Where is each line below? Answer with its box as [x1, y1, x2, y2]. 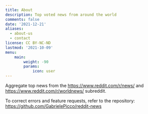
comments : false [5, 17, 40, 22]
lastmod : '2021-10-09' [5, 45, 53, 50]
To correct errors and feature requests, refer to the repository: [5, 98, 135, 104]
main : [14, 54, 26, 60]
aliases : [5, 26, 24, 31]
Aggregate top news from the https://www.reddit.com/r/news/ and [5, 83, 144, 89]
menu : [5, 50, 17, 55]
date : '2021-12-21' [5, 21, 47, 27]
